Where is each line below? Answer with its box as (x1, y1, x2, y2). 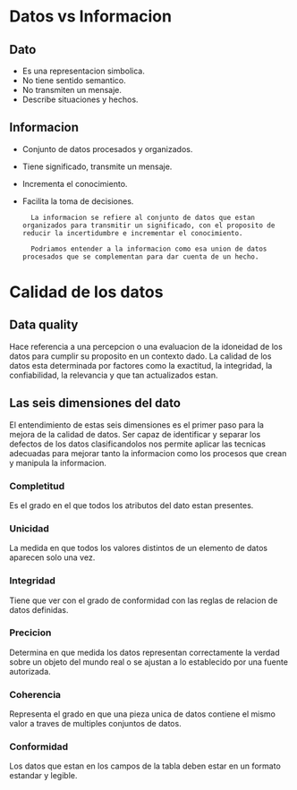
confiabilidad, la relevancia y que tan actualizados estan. (9, 370, 218, 380)
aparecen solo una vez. (9, 552, 96, 563)
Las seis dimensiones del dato (9, 395, 182, 411)
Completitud (9, 480, 65, 492)
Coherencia (9, 688, 61, 701)
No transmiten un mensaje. (21, 85, 123, 95)
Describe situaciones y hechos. (21, 94, 139, 105)
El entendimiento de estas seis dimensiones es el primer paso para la (9, 419, 264, 430)
